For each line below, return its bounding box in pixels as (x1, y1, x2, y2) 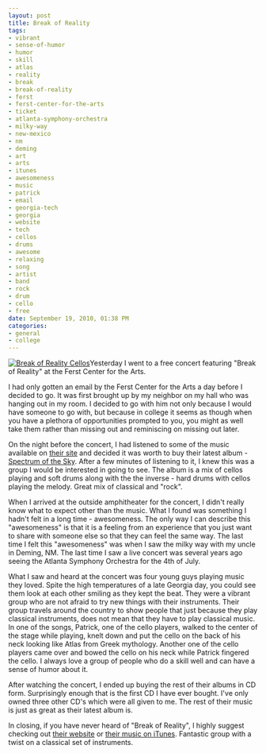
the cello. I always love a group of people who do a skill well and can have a (8, 656, 256, 666)
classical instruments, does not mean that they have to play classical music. (8, 614, 256, 624)
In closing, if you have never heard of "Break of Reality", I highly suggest (8, 720, 245, 731)
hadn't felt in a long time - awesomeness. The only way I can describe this (8, 514, 251, 524)
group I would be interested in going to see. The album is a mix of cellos (8, 465, 243, 475)
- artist (8, 270, 37, 278)
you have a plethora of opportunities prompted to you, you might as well (8, 416, 244, 426)
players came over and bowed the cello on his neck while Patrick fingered (8, 648, 249, 658)
